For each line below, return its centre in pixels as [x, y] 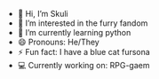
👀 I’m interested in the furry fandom [83, 23]
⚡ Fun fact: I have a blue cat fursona [84, 52]
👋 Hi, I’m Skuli [43, 14]
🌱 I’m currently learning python [74, 32]
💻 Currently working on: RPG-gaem [83, 65]
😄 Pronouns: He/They [58, 42]
